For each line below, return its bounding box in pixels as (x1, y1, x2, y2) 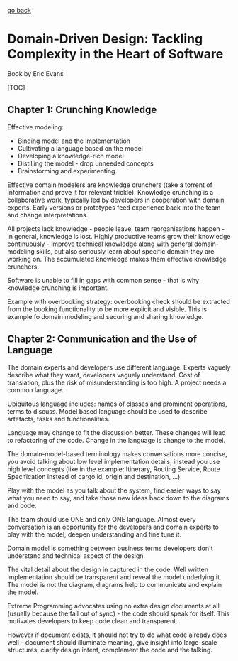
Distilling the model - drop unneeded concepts (17, 159, 154, 168)
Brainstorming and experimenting (17, 166, 115, 175)
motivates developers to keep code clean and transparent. (7, 616, 178, 625)
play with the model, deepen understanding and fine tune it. (7, 530, 182, 539)
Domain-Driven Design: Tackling (7, 31, 203, 47)
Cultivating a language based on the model (17, 144, 144, 152)
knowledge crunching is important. (7, 284, 109, 292)
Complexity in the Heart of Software (7, 46, 224, 63)
